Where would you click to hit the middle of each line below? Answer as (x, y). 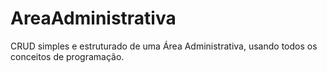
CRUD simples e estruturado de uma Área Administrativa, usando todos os (164, 46)
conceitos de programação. (67, 56)
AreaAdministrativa (93, 18)
